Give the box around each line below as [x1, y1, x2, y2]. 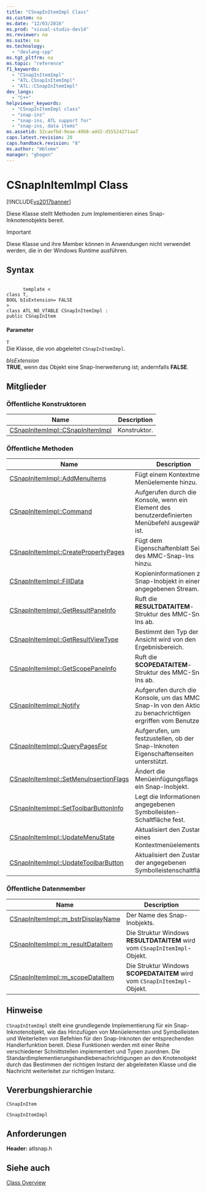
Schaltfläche [134, 815, 172, 824]
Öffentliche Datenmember [6, 885, 86, 893]
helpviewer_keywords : [6, 100, 62, 106]
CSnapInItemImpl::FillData [9, 577, 84, 586]
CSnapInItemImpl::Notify [9, 701, 80, 710]
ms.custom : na [6, 15, 43, 21]
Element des [134, 504, 171, 512]
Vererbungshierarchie [6, 1085, 93, 1095]
